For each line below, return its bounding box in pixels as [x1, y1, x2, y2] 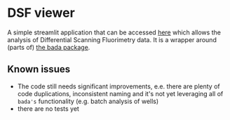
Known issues [7, 63, 71, 75]
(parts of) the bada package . [7, 43, 90, 51]
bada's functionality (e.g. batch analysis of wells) [17, 97, 159, 105]
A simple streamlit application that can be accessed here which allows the [7, 28, 221, 36]
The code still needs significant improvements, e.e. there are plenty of [17, 82, 220, 91]
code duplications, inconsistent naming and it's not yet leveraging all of [17, 89, 224, 98]
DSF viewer [7, 5, 75, 21]
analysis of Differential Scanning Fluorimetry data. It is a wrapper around [7, 35, 217, 44]
